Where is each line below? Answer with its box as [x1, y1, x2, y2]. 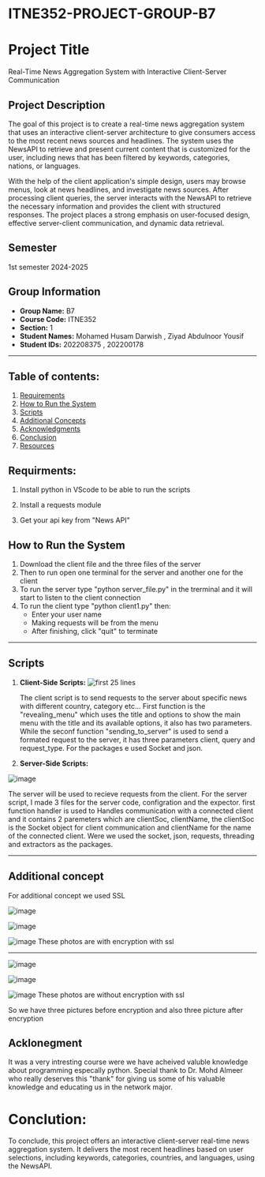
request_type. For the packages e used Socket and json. [19, 743, 203, 752]
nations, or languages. [8, 161, 81, 171]
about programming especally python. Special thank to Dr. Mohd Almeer [8, 1066, 243, 1075]
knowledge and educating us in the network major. [8, 1082, 174, 1092]
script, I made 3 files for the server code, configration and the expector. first [8, 797, 256, 807]
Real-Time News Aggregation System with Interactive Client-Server [8, 67, 227, 77]
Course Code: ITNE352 [19, 314, 97, 324]
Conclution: [8, 1110, 87, 1128]
